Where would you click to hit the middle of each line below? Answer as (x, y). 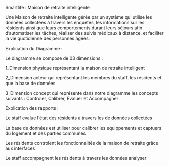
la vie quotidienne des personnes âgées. (48, 38)
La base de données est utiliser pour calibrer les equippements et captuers (83, 128)
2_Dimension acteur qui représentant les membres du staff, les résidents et (83, 78)
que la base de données (30, 83)
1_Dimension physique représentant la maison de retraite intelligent (75, 68)
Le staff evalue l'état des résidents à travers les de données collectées (79, 118)
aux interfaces (20, 148)
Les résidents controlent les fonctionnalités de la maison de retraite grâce (82, 143)
